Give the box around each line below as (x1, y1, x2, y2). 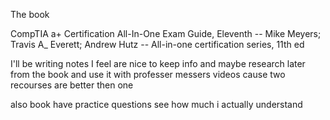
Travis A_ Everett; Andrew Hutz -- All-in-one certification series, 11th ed (10, 39, 305, 50)
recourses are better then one (10, 79, 134, 91)
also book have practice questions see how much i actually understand (10, 99, 303, 110)
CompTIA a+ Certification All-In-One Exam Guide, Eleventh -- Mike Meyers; (10, 28, 322, 39)
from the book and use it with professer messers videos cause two (10, 69, 286, 80)
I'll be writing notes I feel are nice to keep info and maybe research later (10, 58, 306, 69)
